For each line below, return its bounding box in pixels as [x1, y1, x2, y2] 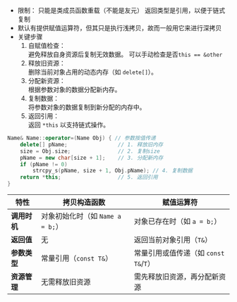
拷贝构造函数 [62, 198, 106, 207]
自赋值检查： [28, 42, 66, 49]
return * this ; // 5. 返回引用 [20, 174, 159, 181]
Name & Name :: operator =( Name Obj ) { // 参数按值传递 [7, 134, 157, 141]
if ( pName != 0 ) [20, 161, 68, 168]
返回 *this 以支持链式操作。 [28, 120, 110, 129]
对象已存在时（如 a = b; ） [133, 217, 221, 226]
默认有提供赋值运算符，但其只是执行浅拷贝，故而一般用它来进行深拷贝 [17, 24, 222, 32]
